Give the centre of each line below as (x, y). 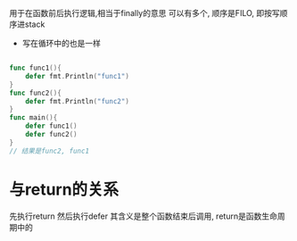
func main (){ (33, 118)
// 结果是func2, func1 (49, 151)
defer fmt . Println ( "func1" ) (77, 76)
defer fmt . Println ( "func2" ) (77, 101)
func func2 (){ (36, 93)
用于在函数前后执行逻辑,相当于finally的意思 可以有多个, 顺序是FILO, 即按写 (144, 13)
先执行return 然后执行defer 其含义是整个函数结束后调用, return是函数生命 (144, 216)
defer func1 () (51, 126)
